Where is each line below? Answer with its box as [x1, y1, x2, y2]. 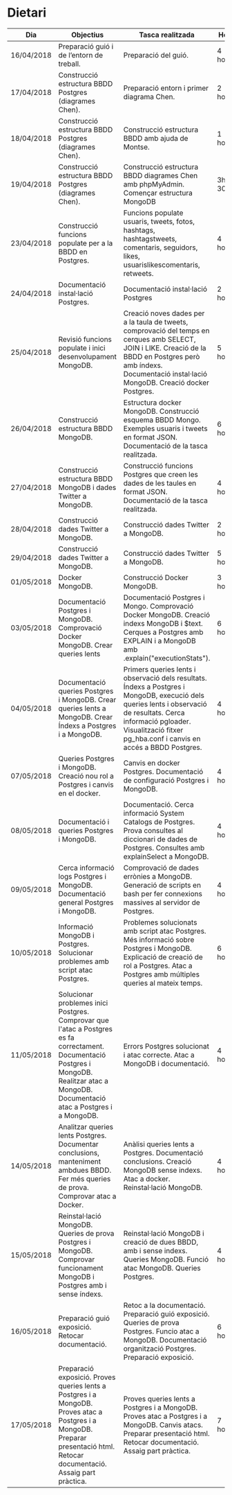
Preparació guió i [58, 42, 114, 51]
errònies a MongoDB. [123, 871, 193, 881]
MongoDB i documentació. [123, 1058, 210, 1068]
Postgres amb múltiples [123, 969, 200, 979]
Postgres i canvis [58, 780, 114, 789]
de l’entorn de [58, 50, 104, 60]
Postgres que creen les [123, 469, 198, 479]
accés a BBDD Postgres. [123, 742, 202, 752]
